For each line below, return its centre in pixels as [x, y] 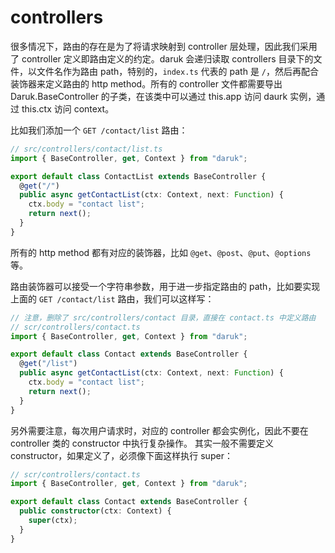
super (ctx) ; [53, 521]
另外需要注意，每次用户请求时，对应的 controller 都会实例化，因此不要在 [159, 430]
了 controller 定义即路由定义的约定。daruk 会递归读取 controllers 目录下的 [162, 58]
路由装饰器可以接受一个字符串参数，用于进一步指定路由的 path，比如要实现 [165, 286]
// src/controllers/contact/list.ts [86, 149]
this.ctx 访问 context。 [68, 108]
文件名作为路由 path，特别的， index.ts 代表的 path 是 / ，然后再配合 [178, 71]
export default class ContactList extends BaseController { [138, 176]
